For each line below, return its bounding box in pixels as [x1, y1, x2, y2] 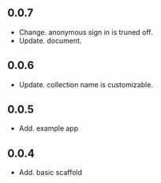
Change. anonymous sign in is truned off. [18, 27, 153, 36]
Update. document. [18, 36, 82, 45]
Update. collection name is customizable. [18, 79, 153, 90]
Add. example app [18, 124, 79, 133]
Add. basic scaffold [18, 168, 83, 177]
